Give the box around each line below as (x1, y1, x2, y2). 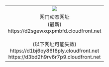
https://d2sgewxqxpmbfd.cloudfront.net (7, 27, 102, 34)
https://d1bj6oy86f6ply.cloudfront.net (9, 47, 100, 54)
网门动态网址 (39, 13, 70, 20)
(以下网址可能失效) (32, 41, 77, 48)
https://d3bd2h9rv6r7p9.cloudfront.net (8, 53, 101, 60)
